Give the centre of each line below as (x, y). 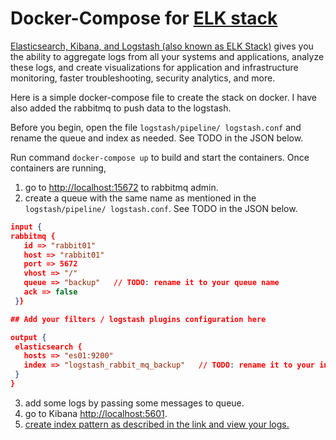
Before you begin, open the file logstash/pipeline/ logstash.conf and (156, 127)
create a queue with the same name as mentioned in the (140, 198)
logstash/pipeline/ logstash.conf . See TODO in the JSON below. (161, 208)
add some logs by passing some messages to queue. (134, 403)
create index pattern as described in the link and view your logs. (157, 424)
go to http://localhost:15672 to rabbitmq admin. (121, 187)
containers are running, (58, 168)
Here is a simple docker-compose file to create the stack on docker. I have (163, 97)
